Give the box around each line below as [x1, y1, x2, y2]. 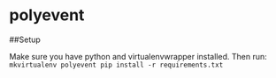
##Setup [9, 34, 42, 45]
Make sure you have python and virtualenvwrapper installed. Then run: [9, 51, 267, 61]
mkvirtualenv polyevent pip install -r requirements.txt [9, 60, 224, 69]
